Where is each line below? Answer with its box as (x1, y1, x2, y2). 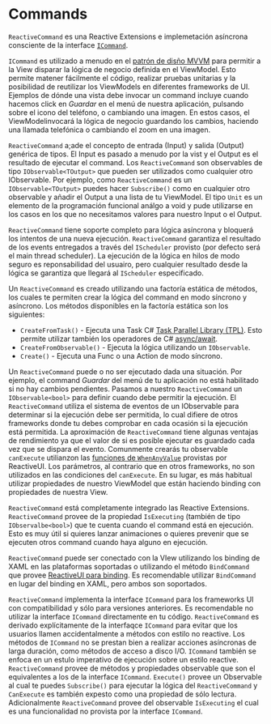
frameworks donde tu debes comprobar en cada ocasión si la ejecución (8, 418, 248, 428)
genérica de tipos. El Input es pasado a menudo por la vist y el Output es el (8, 149, 259, 159)
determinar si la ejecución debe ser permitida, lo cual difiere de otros (8, 410, 239, 419)
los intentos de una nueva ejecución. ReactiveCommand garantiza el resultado (8, 233, 261, 243)
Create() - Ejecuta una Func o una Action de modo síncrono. (19, 351, 223, 360)
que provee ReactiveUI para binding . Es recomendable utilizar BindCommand (8, 570, 256, 580)
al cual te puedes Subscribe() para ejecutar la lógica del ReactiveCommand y (8, 680, 258, 690)
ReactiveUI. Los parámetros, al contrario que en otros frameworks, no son (8, 461, 256, 471)
